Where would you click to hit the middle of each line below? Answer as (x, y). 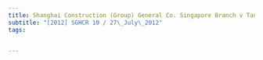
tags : (17, 30)
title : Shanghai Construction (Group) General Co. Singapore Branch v (126, 15)
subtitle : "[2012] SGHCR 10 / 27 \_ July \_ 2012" (85, 23)
